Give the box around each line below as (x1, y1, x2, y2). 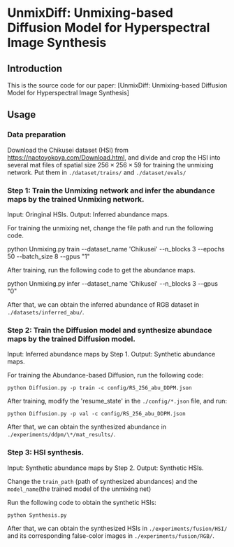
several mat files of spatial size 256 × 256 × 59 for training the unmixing (7, 160, 214, 169)
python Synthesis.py (7, 511, 68, 519)
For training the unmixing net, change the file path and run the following (7, 223, 214, 232)
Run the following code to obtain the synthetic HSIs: (7, 498, 157, 506)
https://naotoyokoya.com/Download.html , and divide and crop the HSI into (7, 153, 221, 162)
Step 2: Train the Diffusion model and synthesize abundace (7, 325, 212, 335)
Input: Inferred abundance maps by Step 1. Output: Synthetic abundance (7, 350, 216, 359)
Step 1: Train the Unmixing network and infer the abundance (7, 186, 215, 195)
